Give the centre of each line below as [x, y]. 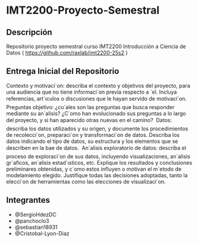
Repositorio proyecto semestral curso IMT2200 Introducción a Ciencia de [96, 46]
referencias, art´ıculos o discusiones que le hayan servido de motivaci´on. [97, 98]
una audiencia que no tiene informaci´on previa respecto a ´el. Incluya [92, 92]
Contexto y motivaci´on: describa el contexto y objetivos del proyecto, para [98, 85]
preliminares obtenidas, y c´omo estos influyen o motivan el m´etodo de [94, 169]
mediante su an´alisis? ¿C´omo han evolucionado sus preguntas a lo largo [96, 113]
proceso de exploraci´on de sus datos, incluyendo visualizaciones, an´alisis [98, 156]
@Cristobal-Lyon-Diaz [42, 233]
